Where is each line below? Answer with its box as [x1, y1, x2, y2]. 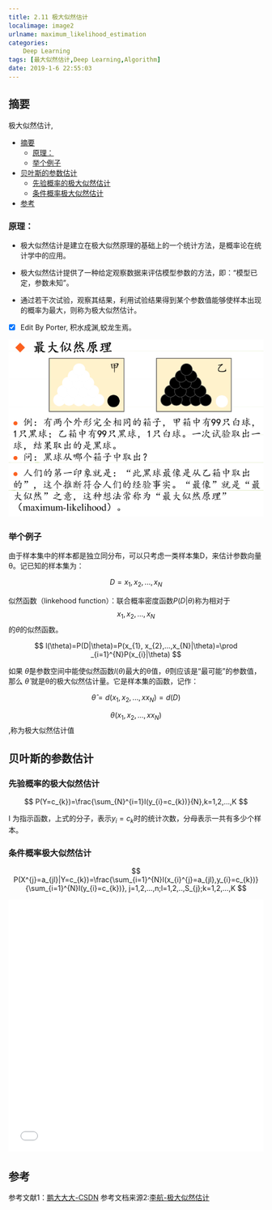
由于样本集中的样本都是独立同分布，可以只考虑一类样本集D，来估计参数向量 [8, 551, 262, 560]
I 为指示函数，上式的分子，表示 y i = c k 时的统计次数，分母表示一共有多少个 [8, 814, 255, 825]
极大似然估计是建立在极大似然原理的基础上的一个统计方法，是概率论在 [19, 240, 255, 250]
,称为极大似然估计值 [8, 726, 75, 735]
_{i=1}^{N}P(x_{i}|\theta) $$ [90, 649, 182, 659]
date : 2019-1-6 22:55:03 [8, 65, 92, 73]
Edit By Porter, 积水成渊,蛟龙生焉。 [19, 322, 136, 332]
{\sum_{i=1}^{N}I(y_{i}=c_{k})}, [25, 884, 127, 893]
